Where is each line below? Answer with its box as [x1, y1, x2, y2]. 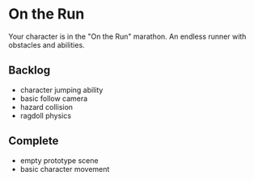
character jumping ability [19, 85, 104, 94]
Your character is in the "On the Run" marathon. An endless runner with [8, 31, 247, 41]
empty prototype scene [19, 155, 99, 165]
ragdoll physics [19, 111, 71, 120]
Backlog [8, 64, 51, 77]
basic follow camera [19, 94, 88, 103]
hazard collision [19, 102, 74, 111]
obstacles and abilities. [8, 40, 85, 49]
